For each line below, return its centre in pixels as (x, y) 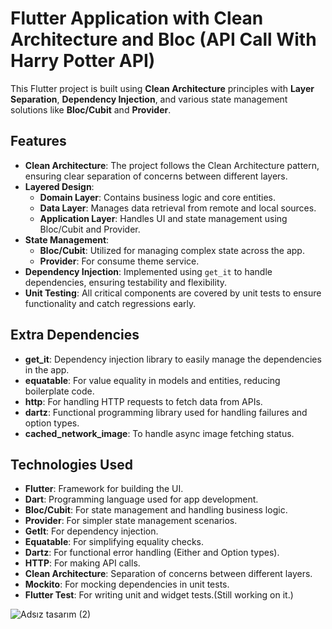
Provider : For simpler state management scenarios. (131, 521)
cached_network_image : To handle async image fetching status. (159, 433)
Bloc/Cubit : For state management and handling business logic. (156, 510)
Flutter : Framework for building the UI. (104, 489)
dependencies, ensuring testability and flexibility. (126, 282)
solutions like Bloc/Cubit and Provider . (91, 109)
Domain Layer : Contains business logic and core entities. (158, 197)
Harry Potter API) (83, 61)
